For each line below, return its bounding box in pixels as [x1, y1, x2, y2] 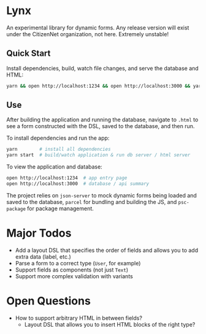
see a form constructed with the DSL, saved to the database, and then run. [6, 123, 195, 130]
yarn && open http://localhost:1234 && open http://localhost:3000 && [6, 83, 191, 89]
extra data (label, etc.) [15, 252, 72, 260]
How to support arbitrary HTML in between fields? [15, 314, 143, 322]
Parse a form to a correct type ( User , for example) [15, 259, 141, 267]
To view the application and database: [6, 163, 102, 170]
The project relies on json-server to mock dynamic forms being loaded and [6, 191, 197, 199]
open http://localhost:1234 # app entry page [6, 175, 128, 181]
